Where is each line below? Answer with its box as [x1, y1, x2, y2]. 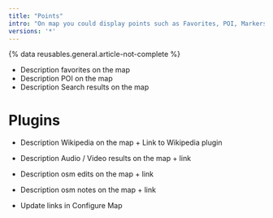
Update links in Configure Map [19, 201, 123, 211]
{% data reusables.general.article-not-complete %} [8, 50, 181, 59]
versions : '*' [8, 27, 57, 35]
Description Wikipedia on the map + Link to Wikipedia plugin [19, 137, 223, 147]
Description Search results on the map [19, 82, 149, 92]
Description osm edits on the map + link [19, 169, 154, 179]
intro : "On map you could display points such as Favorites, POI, [8, 20, 238, 28]
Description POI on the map [19, 74, 113, 84]
